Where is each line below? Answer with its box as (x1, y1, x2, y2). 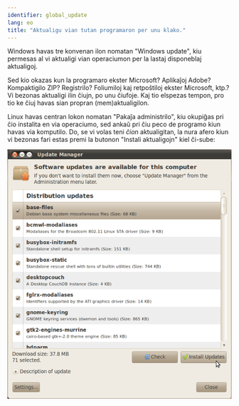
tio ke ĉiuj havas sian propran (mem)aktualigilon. (7, 98, 149, 107)
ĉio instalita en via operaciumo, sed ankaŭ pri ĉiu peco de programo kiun (7, 120, 221, 128)
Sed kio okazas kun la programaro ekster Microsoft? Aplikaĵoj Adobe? (7, 76, 211, 85)
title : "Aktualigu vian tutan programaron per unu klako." (7, 26, 186, 34)
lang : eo (7, 19, 33, 26)
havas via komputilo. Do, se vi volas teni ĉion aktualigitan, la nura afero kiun (7, 128, 229, 136)
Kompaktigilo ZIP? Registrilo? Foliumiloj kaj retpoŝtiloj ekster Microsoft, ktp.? (7, 83, 230, 92)
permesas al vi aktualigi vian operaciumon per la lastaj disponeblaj (7, 54, 202, 64)
